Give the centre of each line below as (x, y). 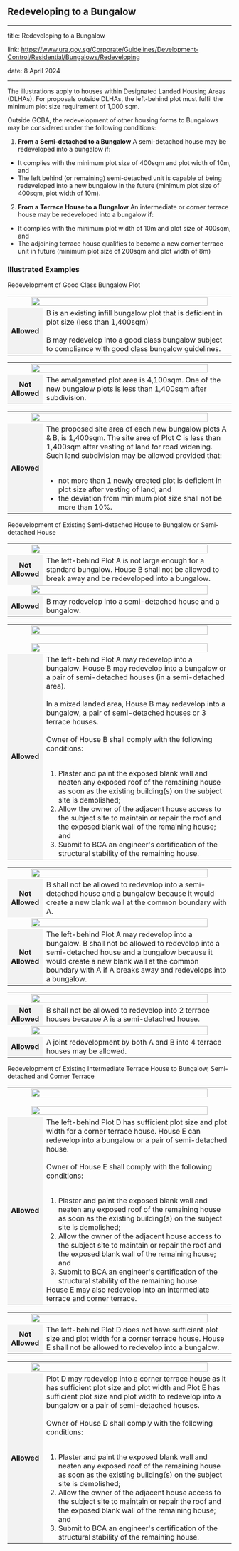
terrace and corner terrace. (91, 1299)
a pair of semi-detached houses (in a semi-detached (136, 677)
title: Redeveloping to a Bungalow (56, 36)
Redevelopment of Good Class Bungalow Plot (74, 285)
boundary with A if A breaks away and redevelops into (136, 970)
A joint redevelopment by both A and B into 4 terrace (134, 1043)
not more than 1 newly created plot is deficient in (140, 481)
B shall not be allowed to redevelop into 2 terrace (128, 1010)
